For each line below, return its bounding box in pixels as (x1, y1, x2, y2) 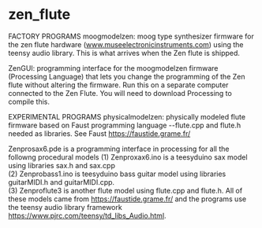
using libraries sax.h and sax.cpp (8, 160, 116, 170)
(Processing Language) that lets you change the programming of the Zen (8, 72, 245, 81)
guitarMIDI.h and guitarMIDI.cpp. (8, 177, 115, 186)
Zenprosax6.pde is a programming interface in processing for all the (8, 144, 230, 153)
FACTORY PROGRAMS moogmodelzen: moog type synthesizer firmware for (8, 31, 254, 41)
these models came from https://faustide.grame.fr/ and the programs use (8, 194, 247, 204)
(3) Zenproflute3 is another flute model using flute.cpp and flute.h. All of (8, 186, 243, 195)
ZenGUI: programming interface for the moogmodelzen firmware (8, 63, 219, 72)
